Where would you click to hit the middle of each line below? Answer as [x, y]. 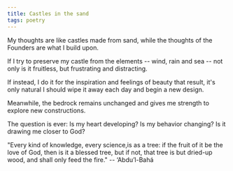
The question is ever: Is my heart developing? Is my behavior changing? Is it [116, 124]
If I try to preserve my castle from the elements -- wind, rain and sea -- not [115, 61]
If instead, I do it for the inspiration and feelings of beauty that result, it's [111, 82]
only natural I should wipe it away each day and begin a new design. [106, 89]
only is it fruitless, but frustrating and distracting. [78, 68]
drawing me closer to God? [46, 131]
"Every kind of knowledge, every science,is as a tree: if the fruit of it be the [115, 144]
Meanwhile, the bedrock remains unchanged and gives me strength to [108, 103]
